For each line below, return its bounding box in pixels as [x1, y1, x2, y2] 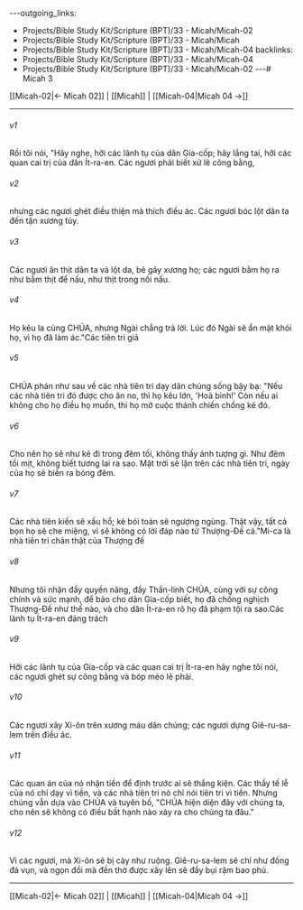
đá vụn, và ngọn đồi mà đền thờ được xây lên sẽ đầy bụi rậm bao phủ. [9, 865, 269, 876]
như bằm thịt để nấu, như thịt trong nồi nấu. [9, 274, 170, 284]
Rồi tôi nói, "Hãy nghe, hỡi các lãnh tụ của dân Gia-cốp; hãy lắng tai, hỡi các [9, 148, 292, 159]
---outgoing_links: [9, 8, 77, 18]
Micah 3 [22, 73, 53, 84]
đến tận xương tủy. [9, 216, 79, 227]
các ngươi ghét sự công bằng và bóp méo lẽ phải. [9, 671, 194, 682]
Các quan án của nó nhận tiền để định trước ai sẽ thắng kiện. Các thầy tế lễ [9, 778, 289, 789]
